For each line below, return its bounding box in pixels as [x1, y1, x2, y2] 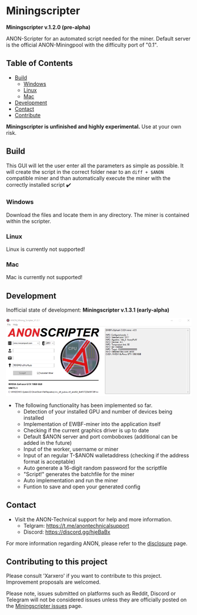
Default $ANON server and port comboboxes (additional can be [23, 433, 178, 440]
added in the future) [23, 439, 72, 446]
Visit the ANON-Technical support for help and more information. [14, 515, 172, 523]
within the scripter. [6, 217, 52, 224]
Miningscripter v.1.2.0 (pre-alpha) [6, 24, 91, 31]
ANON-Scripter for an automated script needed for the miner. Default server [6, 35, 191, 42]
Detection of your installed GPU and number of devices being [23, 408, 172, 415]
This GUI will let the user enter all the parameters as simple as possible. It [6, 162, 184, 169]
